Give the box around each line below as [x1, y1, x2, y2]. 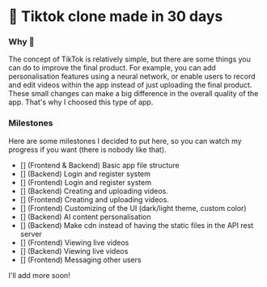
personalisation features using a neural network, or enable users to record [8, 72, 256, 82]
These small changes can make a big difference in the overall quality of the [8, 89, 259, 99]
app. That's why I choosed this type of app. [8, 97, 154, 108]
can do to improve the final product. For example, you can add [8, 63, 216, 73]
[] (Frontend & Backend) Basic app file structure [19, 160, 180, 170]
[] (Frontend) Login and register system [19, 177, 152, 187]
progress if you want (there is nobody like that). [8, 145, 167, 154]
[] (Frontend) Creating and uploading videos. [19, 194, 170, 205]
